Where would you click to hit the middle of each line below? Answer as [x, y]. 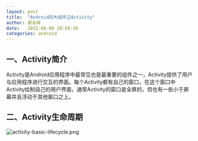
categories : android [32, 34]
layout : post [22, 12]
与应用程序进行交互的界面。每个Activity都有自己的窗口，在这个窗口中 [91, 82]
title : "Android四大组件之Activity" [51, 17]
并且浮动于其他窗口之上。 [43, 97]
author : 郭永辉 [23, 23]
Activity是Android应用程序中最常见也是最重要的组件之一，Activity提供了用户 [100, 74]
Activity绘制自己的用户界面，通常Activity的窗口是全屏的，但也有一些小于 [95, 89]
